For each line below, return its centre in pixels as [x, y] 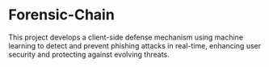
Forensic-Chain [61, 15]
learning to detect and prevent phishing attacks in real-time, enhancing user [134, 45]
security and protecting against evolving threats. [89, 54]
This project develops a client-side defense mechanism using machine [126, 37]
